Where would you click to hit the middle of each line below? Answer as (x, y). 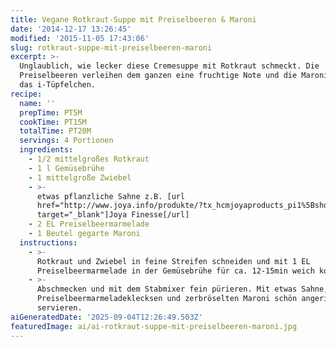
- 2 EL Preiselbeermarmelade (89, 224)
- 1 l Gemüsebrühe (66, 168)
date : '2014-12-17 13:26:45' (71, 29)
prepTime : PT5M (51, 112)
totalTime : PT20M (55, 131)
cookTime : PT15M (53, 122)
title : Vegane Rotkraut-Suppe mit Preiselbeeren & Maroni (133, 19)
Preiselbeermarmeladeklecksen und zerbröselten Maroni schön (167, 299)
